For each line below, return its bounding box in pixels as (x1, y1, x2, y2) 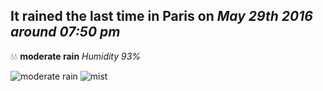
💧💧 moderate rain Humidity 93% (10, 50, 142, 62)
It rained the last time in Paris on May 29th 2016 (10, 8, 313, 25)
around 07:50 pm (10, 24, 121, 41)
